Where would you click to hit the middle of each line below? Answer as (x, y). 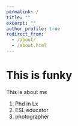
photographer (32, 116)
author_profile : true (33, 29)
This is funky (39, 75)
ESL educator (32, 110)
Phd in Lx (26, 104)
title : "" (19, 17)
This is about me (27, 92)
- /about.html (29, 46)
